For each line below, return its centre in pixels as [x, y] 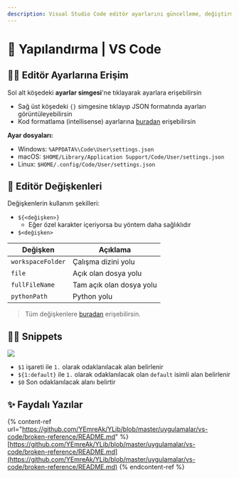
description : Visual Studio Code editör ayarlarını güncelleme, [105, 14]
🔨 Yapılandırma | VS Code [84, 49]
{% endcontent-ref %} [152, 467]
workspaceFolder [38, 262]
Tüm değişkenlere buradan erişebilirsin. [83, 314]
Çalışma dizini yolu [103, 262]
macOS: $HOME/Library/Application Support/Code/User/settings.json [121, 156]
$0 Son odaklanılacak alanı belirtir [67, 382]
